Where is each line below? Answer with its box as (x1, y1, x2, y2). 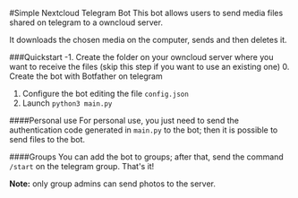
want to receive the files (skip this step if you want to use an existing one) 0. (9, 62, 290, 72)
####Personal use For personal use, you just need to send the (9, 116, 240, 125)
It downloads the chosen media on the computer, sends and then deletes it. (9, 35, 288, 45)
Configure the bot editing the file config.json (21, 89, 190, 99)
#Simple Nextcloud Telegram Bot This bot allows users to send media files (9, 8, 284, 18)
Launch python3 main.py (21, 98, 113, 108)
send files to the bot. (9, 134, 86, 144)
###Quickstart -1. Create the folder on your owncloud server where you (9, 52, 274, 62)
